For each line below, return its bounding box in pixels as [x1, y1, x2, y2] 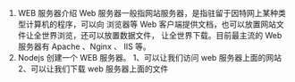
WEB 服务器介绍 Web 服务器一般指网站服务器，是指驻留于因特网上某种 [17, 8, 279, 18]
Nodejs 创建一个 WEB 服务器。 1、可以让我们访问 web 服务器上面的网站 [17, 53, 282, 62]
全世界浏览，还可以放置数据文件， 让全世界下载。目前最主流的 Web [33, 30, 282, 40]
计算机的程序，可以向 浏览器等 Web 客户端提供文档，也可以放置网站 [25, 19, 277, 29]
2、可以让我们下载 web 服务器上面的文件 [17, 63, 169, 74]
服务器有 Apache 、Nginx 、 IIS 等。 [17, 41, 152, 52]
